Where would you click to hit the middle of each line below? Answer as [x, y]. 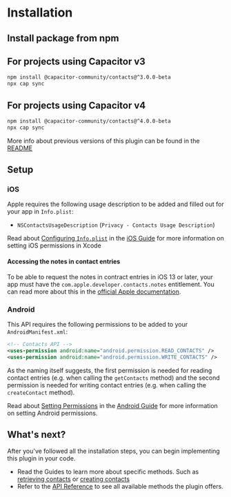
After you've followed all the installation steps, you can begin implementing [114, 451]
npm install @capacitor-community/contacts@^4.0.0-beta [89, 121]
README [20, 148]
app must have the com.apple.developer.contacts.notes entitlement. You [111, 284]
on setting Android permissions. [52, 413]
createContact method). [41, 392]
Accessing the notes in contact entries [64, 261]
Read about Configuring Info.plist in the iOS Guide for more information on [115, 239]
